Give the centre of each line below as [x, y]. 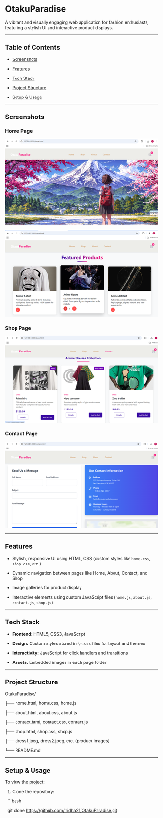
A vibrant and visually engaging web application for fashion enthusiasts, [77, 22]
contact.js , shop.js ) [33, 602]
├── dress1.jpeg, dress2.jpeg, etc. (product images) [57, 741]
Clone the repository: [33, 792]
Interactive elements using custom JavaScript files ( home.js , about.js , [82, 597]
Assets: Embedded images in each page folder [59, 662]
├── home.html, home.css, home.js [41, 703]
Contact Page [21, 433]
